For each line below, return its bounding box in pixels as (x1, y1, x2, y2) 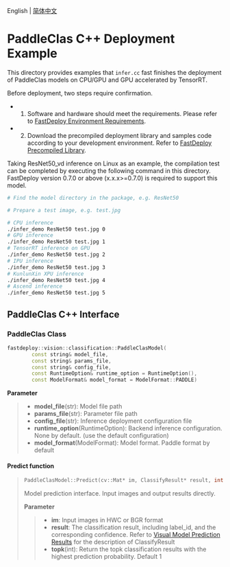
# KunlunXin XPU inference (7, 270, 84, 277)
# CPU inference (7, 219, 53, 226)
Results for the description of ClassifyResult (51, 538, 175, 546)
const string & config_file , (31, 364, 112, 371)
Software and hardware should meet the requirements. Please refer (27, 109, 218, 117)
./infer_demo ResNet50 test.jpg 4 (7, 277, 106, 283)
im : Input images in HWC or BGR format (51, 516, 164, 524)
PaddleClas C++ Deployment (7, 31, 175, 47)
